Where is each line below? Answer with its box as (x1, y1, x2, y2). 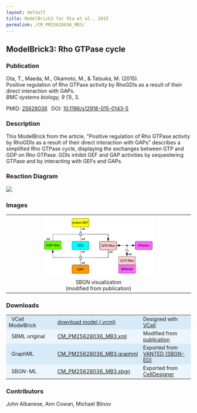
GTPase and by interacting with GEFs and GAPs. (6, 158, 123, 165)
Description (6, 119, 40, 128)
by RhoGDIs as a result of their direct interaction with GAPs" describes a (6, 139, 181, 146)
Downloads (6, 301, 39, 309)
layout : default (6, 9, 46, 15)
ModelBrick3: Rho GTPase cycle (6, 44, 126, 54)
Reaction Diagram (6, 173, 59, 181)
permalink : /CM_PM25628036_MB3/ (6, 22, 85, 27)
